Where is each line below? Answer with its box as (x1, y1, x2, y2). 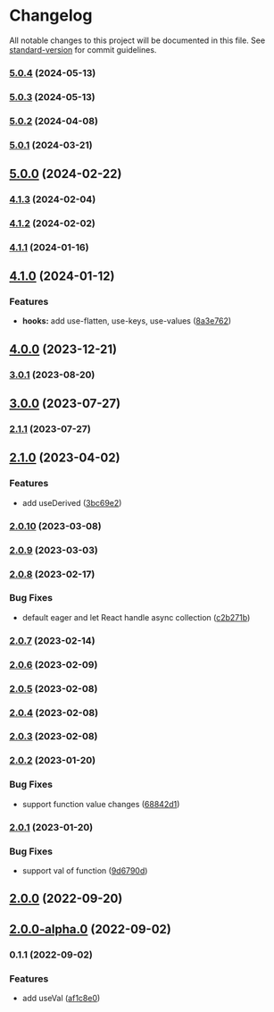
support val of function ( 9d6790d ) (21, 864, 148, 876)
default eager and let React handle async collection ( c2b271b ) (21, 611, 251, 622)
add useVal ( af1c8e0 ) (21, 992, 101, 1003)
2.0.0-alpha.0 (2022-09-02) (9, 922, 171, 937)
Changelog (9, 5, 93, 26)
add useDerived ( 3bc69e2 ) (21, 497, 122, 508)
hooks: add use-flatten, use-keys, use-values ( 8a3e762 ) (21, 316, 232, 326)
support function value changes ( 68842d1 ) (21, 798, 180, 809)
